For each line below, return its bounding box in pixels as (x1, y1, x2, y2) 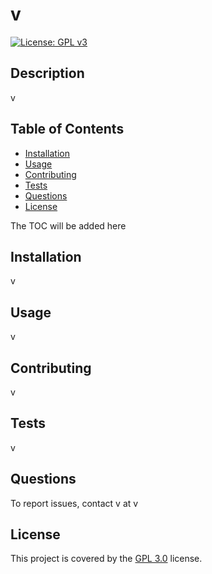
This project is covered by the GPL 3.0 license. (10, 553, 203, 565)
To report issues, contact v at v (10, 497, 139, 509)
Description (10, 65, 85, 82)
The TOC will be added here (10, 219, 127, 232)
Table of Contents (10, 121, 125, 138)
